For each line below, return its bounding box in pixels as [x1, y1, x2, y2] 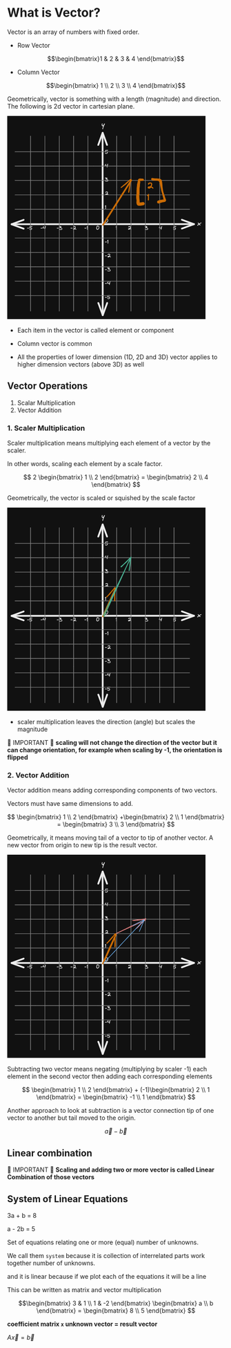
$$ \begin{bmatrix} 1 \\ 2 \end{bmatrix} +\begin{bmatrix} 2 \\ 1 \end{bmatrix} [7, 813, 225, 821]
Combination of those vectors [7, 1173, 94, 1181]
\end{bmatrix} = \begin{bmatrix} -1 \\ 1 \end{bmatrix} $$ [36, 1093, 196, 1101]
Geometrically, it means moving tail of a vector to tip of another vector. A [7, 833, 214, 842]
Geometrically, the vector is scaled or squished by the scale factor [7, 494, 196, 502]
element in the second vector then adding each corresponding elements [7, 1072, 212, 1080]
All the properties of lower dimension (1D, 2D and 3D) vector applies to [17, 353, 218, 361]
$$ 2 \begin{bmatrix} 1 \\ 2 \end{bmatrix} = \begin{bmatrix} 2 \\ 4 [23, 473, 209, 481]
